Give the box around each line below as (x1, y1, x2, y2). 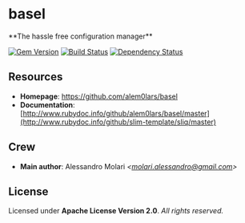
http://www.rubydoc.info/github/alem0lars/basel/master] (22, 108, 210, 118)
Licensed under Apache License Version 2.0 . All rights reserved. (8, 206, 224, 216)
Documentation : (19, 99, 75, 109)
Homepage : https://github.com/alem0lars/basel (19, 91, 179, 101)
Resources (8, 70, 63, 84)
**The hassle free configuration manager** (8, 31, 154, 41)
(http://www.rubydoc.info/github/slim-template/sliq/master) (19, 117, 216, 127)
